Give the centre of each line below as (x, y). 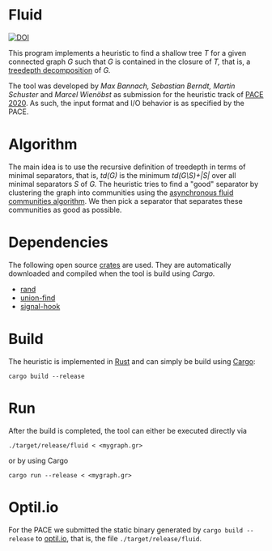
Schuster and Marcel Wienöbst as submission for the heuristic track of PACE (136, 94)
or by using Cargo (38, 460)
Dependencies (58, 242)
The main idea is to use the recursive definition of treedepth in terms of (127, 167)
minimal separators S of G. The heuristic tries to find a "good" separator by (134, 184)
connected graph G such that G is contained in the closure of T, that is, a (130, 61)
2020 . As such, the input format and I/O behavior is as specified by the (126, 103)
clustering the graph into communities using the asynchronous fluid (121, 193)
